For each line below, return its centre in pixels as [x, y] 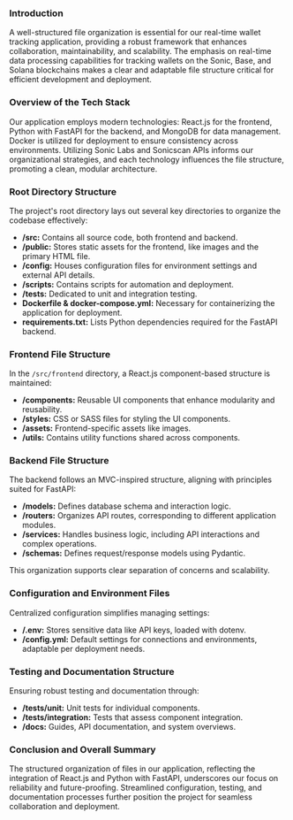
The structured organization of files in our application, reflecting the [132, 769]
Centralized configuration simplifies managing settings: [109, 612]
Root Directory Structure [63, 191]
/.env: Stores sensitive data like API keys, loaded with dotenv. [134, 630]
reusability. [42, 410]
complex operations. [59, 544]
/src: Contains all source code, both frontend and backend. [130, 237]
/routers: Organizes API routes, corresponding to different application [149, 516]
